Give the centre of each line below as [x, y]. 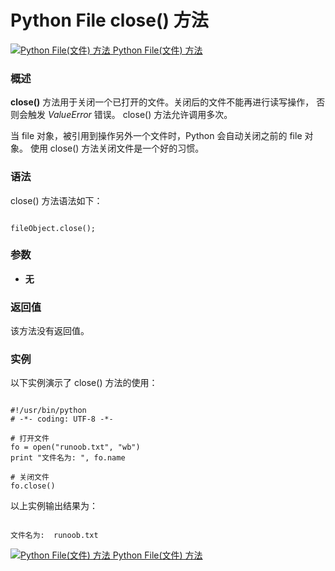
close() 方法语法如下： [56, 200]
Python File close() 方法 [109, 20]
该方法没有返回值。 [50, 331]
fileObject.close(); [53, 228]
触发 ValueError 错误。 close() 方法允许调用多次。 [130, 115]
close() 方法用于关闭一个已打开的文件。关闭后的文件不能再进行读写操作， [162, 102]
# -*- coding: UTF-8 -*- [62, 419]
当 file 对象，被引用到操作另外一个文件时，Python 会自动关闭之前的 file [156, 136]
